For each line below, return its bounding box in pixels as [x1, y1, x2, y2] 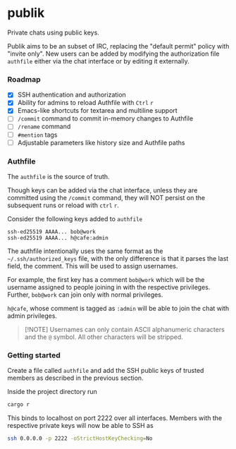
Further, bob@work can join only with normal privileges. [7, 290, 163, 299]
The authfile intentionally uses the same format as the [7, 247, 163, 255]
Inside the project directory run [7, 388, 97, 396]
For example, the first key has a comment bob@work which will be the [7, 275, 205, 283]
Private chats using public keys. [7, 28, 100, 37]
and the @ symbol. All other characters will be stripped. [24, 333, 183, 341]
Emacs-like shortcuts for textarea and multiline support [17, 106, 178, 115]
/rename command [17, 122, 71, 131]
